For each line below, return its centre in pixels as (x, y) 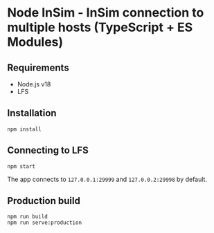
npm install (24, 129)
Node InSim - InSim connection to (106, 13)
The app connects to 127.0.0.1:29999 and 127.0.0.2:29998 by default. (107, 179)
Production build (44, 201)
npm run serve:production (44, 223)
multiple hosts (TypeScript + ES (100, 27)
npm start (21, 166)
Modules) (35, 42)
